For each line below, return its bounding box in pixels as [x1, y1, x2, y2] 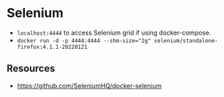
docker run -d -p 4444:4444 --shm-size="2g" [16, 37, 151, 44]
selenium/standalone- [154, 37, 218, 44]
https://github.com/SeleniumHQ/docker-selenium [16, 81, 162, 90]
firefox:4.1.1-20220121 [16, 43, 88, 50]
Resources [6, 62, 55, 75]
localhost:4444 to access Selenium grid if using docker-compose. [16, 28, 211, 37]
